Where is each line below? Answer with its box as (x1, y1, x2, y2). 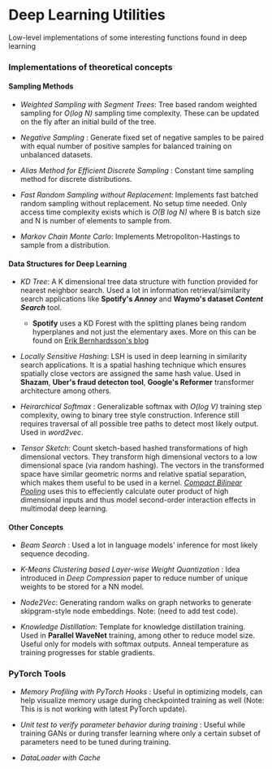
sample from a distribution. (19, 240, 111, 250)
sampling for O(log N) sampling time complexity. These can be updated (19, 108, 260, 119)
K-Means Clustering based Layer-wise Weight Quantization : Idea (19, 564, 240, 574)
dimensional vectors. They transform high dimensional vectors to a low (19, 452, 258, 462)
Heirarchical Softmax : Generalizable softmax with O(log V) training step (19, 402, 262, 412)
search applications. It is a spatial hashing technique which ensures (19, 360, 247, 370)
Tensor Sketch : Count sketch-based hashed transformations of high (19, 443, 248, 453)
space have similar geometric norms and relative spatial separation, (19, 469, 247, 479)
